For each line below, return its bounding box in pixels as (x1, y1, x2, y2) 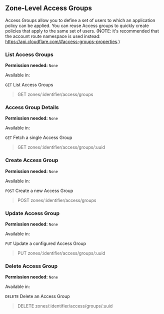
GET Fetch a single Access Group (5, 134, 72, 140)
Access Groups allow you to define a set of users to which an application (5, 17, 155, 23)
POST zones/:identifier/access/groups (17, 197, 96, 203)
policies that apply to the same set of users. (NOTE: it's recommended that (5, 27, 159, 34)
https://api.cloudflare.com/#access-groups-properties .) (5, 38, 120, 44)
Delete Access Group (5, 262, 58, 269)
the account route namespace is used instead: (5, 33, 101, 39)
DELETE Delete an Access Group (5, 293, 70, 299)
